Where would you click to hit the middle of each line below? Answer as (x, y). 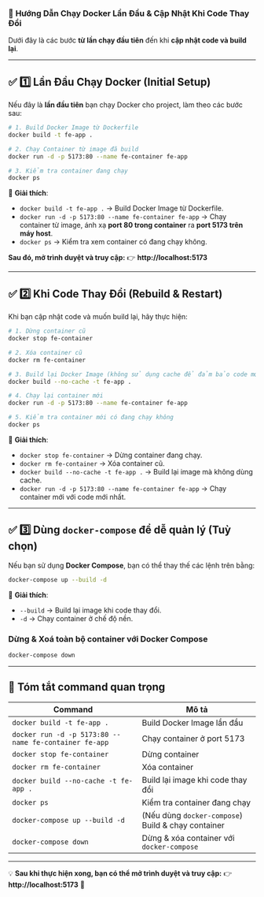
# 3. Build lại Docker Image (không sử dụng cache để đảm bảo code (128, 374)
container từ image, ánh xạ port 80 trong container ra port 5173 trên (131, 225)
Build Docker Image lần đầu (192, 723)
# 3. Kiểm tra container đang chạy (68, 171)
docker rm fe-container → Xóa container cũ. (92, 463)
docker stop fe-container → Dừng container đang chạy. (111, 455)
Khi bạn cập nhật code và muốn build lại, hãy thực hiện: (98, 317)
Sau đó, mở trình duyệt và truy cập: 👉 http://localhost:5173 (108, 258)
